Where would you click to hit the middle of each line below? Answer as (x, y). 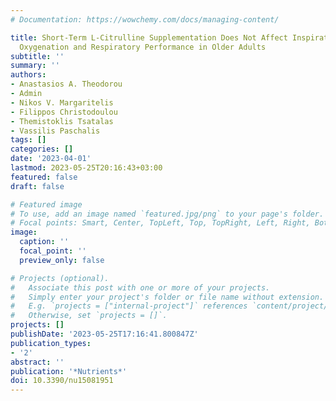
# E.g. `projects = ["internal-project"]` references (129, 306)
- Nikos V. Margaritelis (62, 102)
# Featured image (46, 204)
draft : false (37, 186)
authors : (28, 75)
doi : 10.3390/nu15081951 (62, 381)
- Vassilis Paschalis (55, 131)
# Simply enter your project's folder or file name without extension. (167, 297)
